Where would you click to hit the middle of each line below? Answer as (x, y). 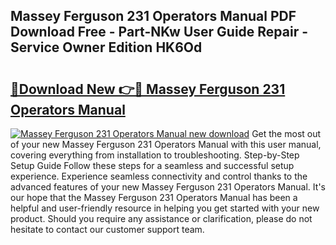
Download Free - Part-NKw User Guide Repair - (159, 32)
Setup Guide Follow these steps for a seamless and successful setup (152, 165)
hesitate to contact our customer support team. (107, 229)
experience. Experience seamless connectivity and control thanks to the (159, 176)
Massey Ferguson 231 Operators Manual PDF (153, 16)
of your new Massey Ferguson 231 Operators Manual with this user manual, (166, 144)
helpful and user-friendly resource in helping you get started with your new (165, 208)
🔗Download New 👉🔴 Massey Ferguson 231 (148, 89)
